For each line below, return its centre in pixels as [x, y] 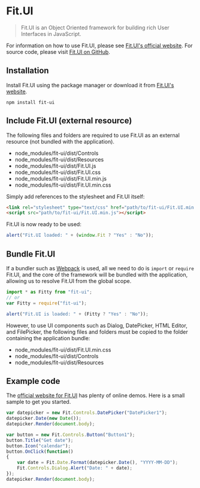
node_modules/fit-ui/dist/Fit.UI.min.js [60, 178]
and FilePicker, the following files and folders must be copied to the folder [97, 332]
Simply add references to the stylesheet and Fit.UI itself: [75, 196]
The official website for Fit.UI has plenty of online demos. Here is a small [96, 395]
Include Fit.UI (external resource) [69, 121]
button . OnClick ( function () [40, 452]
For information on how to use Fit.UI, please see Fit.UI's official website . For [99, 45]
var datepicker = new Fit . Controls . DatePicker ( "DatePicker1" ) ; [87, 413]
